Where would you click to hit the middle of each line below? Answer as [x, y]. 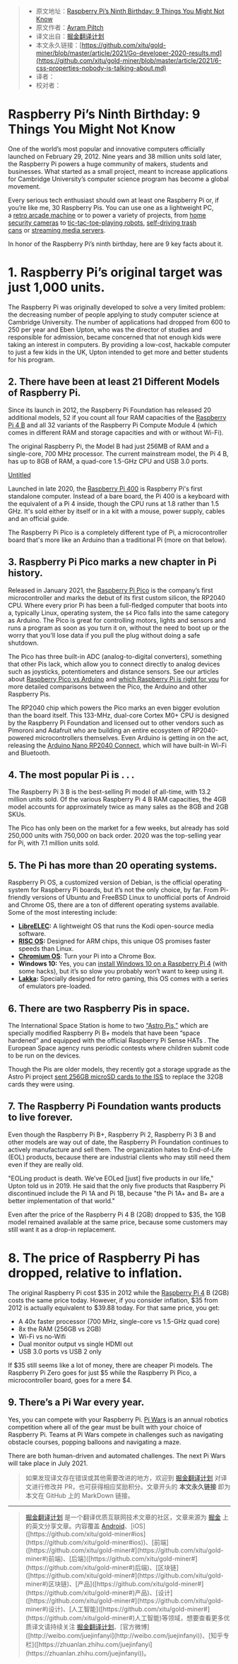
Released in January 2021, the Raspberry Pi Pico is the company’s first [111, 590]
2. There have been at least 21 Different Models [114, 382]
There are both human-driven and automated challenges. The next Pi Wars [117, 1455]
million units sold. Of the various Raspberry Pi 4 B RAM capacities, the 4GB [117, 799]
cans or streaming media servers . [57, 230]
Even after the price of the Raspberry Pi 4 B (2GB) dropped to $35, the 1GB [117, 1214]
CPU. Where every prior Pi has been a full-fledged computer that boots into [118, 605]
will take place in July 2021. [48, 1463]
